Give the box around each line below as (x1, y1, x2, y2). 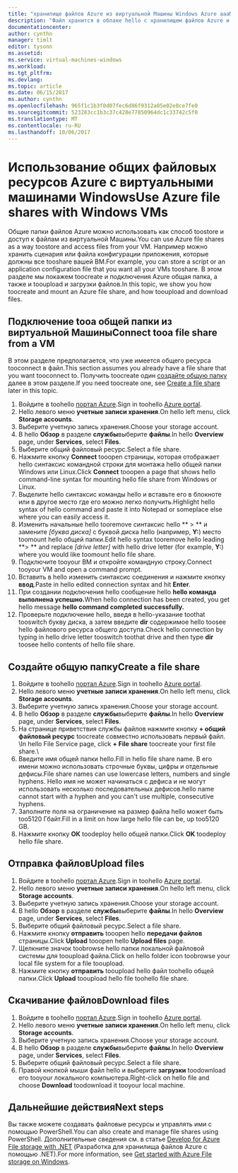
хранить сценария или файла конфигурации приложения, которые (8, 250, 209, 259)
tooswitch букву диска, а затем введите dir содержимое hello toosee (18, 618, 227, 626)
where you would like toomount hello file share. (18, 550, 156, 559)
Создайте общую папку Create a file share (8, 661, 201, 673)
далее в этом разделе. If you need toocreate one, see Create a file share (8, 379, 221, 387)
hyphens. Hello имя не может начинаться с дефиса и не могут (18, 777, 206, 785)
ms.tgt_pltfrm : (8, 69, 53, 76)
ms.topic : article (8, 83, 62, 90)
